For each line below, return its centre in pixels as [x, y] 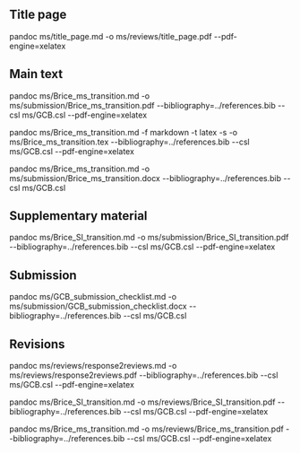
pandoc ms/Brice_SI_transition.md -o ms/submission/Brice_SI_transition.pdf [149, 238]
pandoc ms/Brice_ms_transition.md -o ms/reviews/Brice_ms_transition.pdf [146, 429]
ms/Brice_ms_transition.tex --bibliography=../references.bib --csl [129, 142]
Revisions [37, 344]
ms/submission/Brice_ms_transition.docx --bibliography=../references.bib [146, 178]
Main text [36, 74]
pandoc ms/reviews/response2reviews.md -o [93, 366]
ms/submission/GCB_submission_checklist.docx [99, 306]
